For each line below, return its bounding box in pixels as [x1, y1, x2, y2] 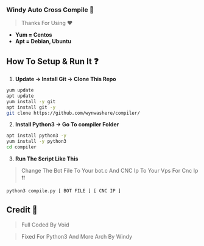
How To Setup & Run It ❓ [6, 56, 99, 67]
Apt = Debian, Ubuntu [15, 38, 72, 45]
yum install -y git [6, 98, 56, 104]
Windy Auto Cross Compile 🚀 [6, 5, 94, 14]
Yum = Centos [15, 31, 52, 38]
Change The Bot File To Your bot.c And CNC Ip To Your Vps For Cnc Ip [21, 167, 199, 175]
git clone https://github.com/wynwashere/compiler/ [6, 110, 140, 116]
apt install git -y [6, 104, 56, 110]
